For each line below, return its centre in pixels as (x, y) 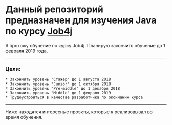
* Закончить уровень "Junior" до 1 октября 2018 (58, 84)
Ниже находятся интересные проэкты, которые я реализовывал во (79, 112)
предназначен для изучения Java (81, 20)
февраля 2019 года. (27, 51)
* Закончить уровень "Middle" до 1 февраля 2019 (58, 93)
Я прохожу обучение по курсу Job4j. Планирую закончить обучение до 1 (85, 45)
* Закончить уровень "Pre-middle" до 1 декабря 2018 (63, 89)
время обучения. (24, 117)
